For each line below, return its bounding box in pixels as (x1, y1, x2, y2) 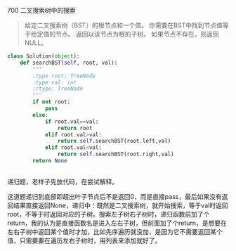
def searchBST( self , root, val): (20, 59, 118, 66)
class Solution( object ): (7, 53, 80, 60)
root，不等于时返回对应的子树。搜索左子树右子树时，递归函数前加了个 (7, 210, 210, 218)
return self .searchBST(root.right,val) (57, 150, 174, 158)
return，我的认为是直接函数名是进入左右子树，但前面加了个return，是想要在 (7, 219, 227, 227)
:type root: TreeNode (32, 72, 96, 79)
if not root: (32, 98, 71, 105)
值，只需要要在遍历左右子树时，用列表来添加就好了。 (7, 236, 162, 245)
